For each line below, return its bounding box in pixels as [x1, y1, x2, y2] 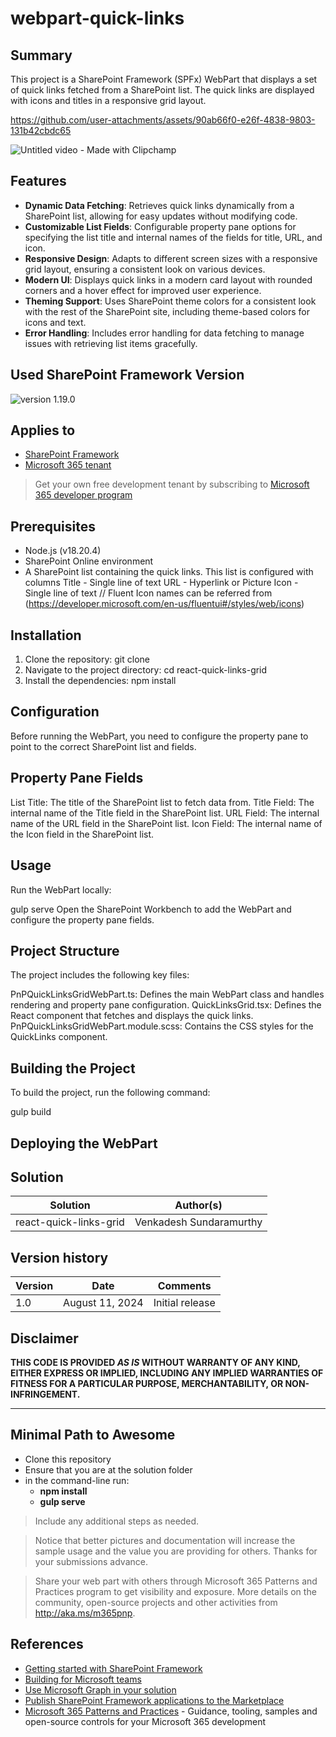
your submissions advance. [34, 1555, 148, 1567]
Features [10, 173, 67, 190]
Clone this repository [24, 1453, 112, 1465]
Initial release [153, 1296, 216, 1310]
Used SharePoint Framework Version [10, 367, 245, 384]
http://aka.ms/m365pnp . [34, 1607, 136, 1619]
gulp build [10, 1106, 52, 1118]
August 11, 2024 [63, 1296, 144, 1310]
